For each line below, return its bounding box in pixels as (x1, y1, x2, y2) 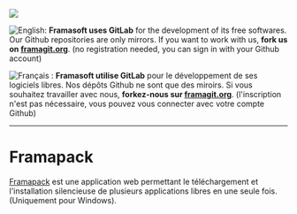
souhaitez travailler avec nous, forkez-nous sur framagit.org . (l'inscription (9, 89, 282, 99)
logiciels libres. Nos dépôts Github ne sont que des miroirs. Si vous (9, 80, 254, 90)
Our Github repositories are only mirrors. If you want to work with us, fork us (9, 34, 288, 44)
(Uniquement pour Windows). (9, 195, 118, 205)
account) (9, 53, 42, 64)
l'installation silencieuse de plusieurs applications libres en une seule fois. (9, 186, 278, 196)
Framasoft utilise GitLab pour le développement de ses (55, 71, 258, 80)
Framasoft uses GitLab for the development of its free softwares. (48, 25, 287, 35)
